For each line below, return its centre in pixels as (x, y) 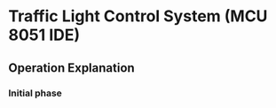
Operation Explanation (71, 68)
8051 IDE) (44, 35)
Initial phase (35, 93)
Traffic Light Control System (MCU (138, 16)
